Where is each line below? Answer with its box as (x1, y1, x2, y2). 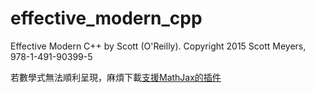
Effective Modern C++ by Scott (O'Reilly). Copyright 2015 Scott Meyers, (10, 40, 307, 52)
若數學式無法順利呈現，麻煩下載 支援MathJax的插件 (10, 71, 222, 83)
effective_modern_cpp (10, 7, 203, 30)
